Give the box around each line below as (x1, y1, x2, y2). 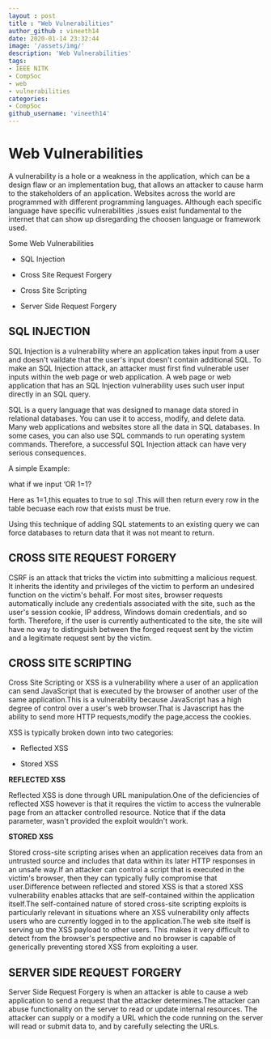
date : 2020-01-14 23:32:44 (8, 34, 100, 43)
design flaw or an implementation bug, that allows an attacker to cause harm (8, 180, 264, 189)
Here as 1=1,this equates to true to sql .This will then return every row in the (8, 494, 260, 504)
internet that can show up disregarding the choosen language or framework (8, 214, 261, 223)
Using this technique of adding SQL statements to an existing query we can (8, 519, 260, 528)
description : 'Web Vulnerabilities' (8, 49, 132, 57)
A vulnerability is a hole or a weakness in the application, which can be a (8, 171, 251, 180)
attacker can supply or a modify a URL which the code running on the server (8, 1013, 264, 1023)
